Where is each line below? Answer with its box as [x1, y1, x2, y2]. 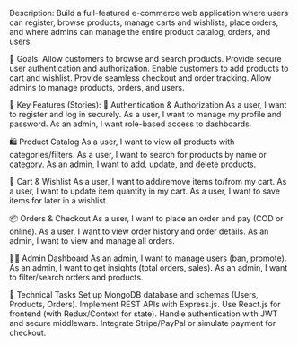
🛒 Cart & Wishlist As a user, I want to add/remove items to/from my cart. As [9, 177, 287, 186]
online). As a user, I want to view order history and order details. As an [9, 226, 269, 237]
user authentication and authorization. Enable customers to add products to [9, 63, 289, 73]
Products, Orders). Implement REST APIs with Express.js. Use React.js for [9, 299, 281, 309]
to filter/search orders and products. [9, 272, 144, 282]
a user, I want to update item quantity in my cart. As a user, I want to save [9, 185, 281, 196]
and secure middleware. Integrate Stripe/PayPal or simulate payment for [9, 318, 276, 328]
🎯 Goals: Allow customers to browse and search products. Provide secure [9, 54, 282, 64]
